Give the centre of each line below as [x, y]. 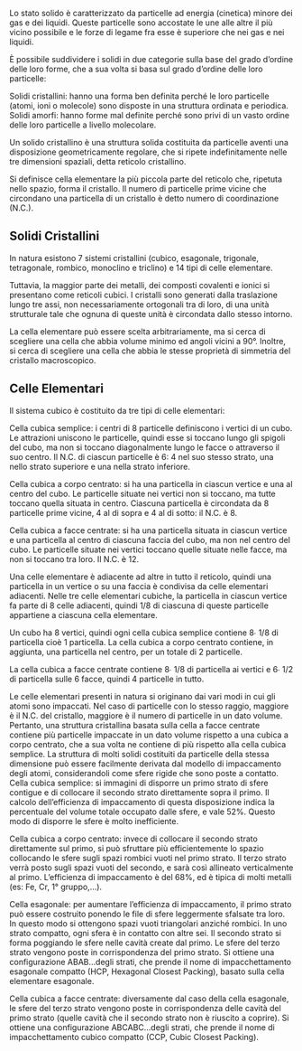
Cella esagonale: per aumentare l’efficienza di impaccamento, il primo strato [151, 904]
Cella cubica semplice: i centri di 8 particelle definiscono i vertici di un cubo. [151, 427]
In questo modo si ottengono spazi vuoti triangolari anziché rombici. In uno [148, 923]
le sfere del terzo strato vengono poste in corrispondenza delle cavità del [145, 1008]
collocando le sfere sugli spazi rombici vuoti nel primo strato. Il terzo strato [148, 858]
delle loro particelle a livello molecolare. [83, 125]
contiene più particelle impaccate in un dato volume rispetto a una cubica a [149, 735]
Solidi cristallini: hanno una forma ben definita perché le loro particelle [139, 96]
